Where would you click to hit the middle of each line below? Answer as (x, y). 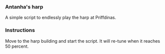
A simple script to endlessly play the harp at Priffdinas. (61, 18)
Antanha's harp (24, 7)
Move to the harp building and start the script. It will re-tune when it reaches (83, 41)
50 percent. (17, 46)
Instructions (20, 30)
